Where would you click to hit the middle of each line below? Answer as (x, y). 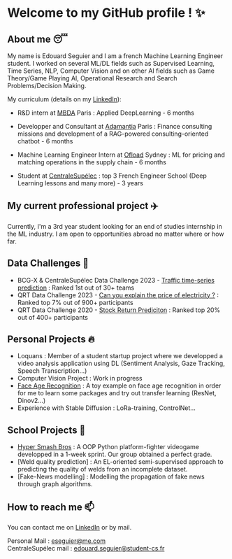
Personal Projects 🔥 (51, 340)
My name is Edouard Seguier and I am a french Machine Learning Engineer (115, 56)
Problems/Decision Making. (47, 86)
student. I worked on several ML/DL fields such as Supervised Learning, (111, 63)
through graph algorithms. (55, 484)
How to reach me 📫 (51, 507)
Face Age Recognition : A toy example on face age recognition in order (119, 385)
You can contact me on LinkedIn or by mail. (70, 528)
